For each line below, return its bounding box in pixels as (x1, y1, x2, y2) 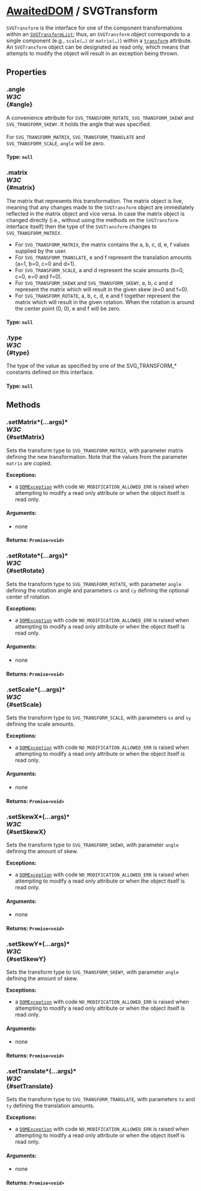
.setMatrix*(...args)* (6, 418, 68, 426)
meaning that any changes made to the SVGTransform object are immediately (6, 204, 194, 211)
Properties (6, 67, 47, 78)
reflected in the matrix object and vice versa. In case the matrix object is (6, 210, 185, 217)
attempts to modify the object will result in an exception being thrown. (6, 49, 179, 57)
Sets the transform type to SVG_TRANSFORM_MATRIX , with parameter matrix (6, 447, 184, 454)
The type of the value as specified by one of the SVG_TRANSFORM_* (6, 362, 177, 370)
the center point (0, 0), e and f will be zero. (14, 305, 121, 312)
